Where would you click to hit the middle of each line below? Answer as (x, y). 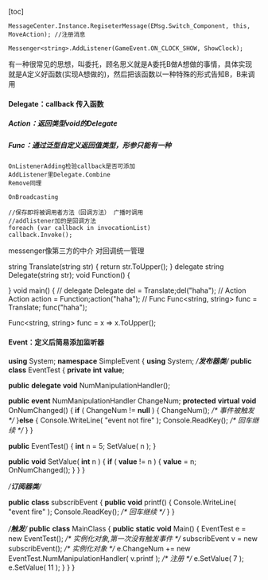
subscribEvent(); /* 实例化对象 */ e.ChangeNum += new (99, 549)
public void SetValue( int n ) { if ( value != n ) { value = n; (103, 461)
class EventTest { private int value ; (66, 370)
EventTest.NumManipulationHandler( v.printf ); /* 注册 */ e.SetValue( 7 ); (126, 559)
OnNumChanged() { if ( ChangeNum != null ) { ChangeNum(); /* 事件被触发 (131, 411)
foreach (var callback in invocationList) (80, 228)
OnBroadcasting (33, 197)
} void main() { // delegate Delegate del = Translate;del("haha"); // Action (127, 290)
